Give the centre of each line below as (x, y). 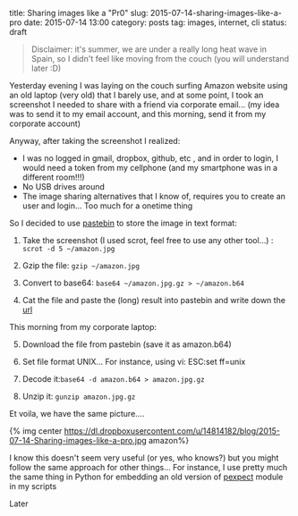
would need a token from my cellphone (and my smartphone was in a (150, 168)
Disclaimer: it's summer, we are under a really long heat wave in (149, 49)
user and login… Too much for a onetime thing (107, 206)
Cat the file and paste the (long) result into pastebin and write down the (154, 300)
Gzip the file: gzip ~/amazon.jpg (81, 266)
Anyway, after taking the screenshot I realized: (95, 141)
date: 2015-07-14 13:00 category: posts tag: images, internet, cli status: (155, 22)
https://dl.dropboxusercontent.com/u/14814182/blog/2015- (172, 431)
